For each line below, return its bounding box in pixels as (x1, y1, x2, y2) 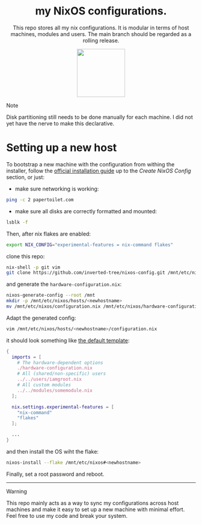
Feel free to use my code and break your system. (6, 512, 128, 519)
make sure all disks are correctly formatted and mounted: (14, 207, 158, 214)
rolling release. (82, 37, 120, 44)
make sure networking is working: (14, 185, 99, 192)
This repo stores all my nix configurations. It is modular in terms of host (13, 24, 189, 31)
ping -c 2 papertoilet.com (6, 196, 74, 202)
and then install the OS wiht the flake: (6, 448, 99, 455)
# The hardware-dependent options (17, 359, 103, 366)
